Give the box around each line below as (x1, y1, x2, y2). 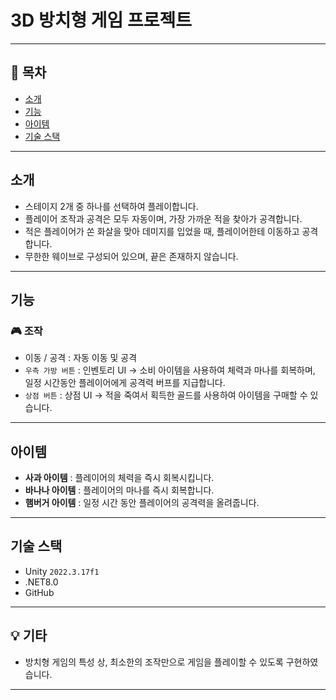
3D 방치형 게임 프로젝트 (10, 9, 193, 32)
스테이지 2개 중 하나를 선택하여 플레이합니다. (24, 200, 199, 212)
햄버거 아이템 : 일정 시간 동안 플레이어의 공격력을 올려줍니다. (24, 497, 260, 509)
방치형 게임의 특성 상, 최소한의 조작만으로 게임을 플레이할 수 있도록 (24, 656, 284, 668)
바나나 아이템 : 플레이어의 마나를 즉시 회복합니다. (24, 484, 215, 496)
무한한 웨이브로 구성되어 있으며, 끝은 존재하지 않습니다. (24, 250, 239, 262)
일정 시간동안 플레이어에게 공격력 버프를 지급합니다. (24, 377, 226, 389)
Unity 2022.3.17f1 (24, 565, 100, 577)
